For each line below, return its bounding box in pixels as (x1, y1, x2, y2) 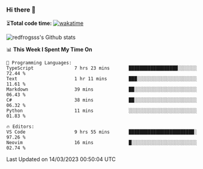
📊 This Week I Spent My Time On (6, 46, 92, 53)
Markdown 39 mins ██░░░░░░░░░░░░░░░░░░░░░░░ (6, 86, 198, 93)
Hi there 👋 (6, 5, 36, 14)
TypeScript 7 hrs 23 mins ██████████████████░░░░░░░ (6, 65, 198, 72)
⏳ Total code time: (6, 19, 52, 27)
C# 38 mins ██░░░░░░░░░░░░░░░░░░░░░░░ (6, 97, 198, 103)
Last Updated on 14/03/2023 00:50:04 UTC (6, 156, 116, 163)
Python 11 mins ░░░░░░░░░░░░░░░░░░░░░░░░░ (6, 108, 198, 114)
